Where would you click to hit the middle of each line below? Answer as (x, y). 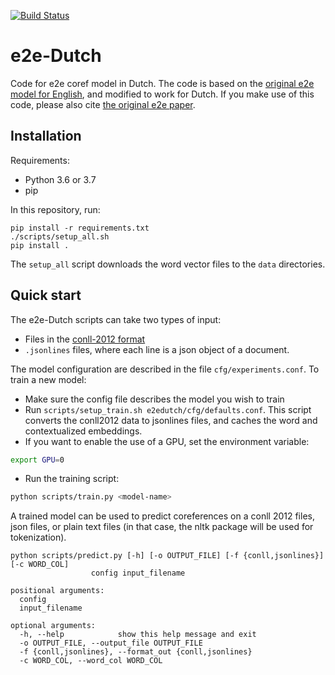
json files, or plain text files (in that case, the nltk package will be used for (162, 527)
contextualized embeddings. (83, 431)
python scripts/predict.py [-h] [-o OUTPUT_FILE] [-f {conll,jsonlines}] (167, 556)
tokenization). (38, 537)
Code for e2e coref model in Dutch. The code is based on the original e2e (162, 83)
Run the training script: (72, 479)
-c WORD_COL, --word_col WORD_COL (91, 661)
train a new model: (48, 379)
